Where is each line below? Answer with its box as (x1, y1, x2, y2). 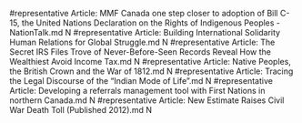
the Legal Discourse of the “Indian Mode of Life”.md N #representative (9, 76, 273, 86)
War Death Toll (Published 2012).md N (9, 105, 153, 115)
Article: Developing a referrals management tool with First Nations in (9, 86, 266, 96)
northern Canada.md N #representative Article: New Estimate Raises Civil (9, 95, 285, 106)
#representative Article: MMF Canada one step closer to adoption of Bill (9, 8, 278, 18)
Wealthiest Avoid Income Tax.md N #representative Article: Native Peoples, (9, 56, 291, 67)
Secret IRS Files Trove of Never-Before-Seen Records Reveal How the (9, 46, 271, 57)
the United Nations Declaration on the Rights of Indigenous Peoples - (21, 17, 280, 28)
